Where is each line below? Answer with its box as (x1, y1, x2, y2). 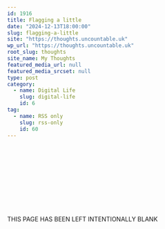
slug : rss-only (19, 119, 64, 126)
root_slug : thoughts (7, 49, 67, 56)
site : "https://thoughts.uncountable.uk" (7, 36, 128, 43)
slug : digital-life (19, 94, 76, 101)
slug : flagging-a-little (7, 29, 79, 37)
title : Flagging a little (7, 17, 81, 23)
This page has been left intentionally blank (7, 215, 158, 223)
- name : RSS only (13, 112, 64, 119)
